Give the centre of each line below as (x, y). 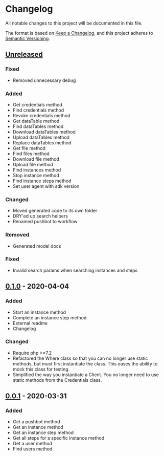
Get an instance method (38, 427)
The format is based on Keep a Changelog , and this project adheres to (79, 33)
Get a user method (32, 444)
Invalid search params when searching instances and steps (75, 270)
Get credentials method (37, 104)
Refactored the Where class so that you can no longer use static (80, 358)
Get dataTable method (36, 121)
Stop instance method (36, 175)
